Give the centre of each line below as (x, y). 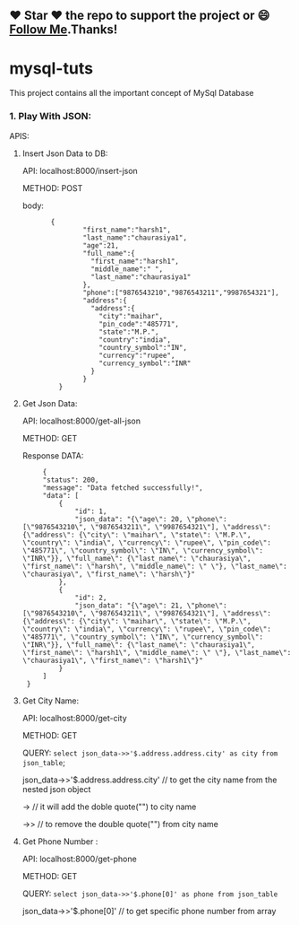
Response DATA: (53, 455)
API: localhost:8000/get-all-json (81, 421)
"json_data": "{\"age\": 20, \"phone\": (151, 519)
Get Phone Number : (60, 841)
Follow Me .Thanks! (64, 30)
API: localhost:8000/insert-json (80, 170)
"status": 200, (71, 480)
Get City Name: (51, 701)
